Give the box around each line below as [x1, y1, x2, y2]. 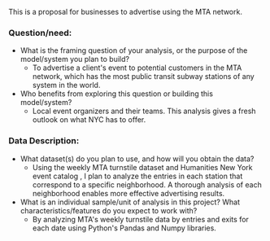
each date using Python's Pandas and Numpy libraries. [32, 223, 217, 233]
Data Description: [8, 135, 80, 147]
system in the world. [32, 81, 101, 90]
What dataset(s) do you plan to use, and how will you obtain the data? [20, 154, 255, 164]
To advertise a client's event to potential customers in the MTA [32, 63, 242, 72]
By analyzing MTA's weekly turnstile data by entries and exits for [32, 214, 250, 224]
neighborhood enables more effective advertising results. [32, 188, 225, 198]
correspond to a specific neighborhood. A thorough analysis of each [32, 179, 262, 190]
